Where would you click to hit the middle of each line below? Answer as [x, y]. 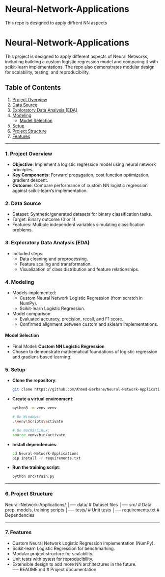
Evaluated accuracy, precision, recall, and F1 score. [71, 319]
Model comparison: [32, 313]
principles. [23, 169]
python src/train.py [33, 477]
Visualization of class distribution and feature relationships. [79, 269]
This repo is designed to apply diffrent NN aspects [56, 23]
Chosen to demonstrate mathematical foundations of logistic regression [85, 352]
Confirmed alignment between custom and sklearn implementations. [89, 324]
